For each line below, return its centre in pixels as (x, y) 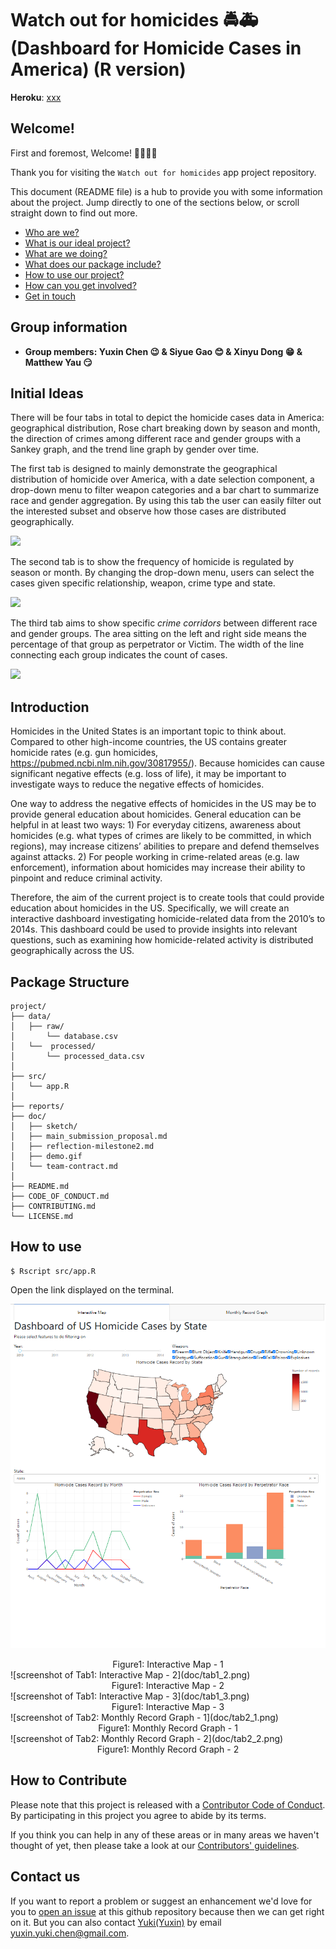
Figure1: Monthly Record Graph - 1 (168, 1728)
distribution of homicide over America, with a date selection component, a (162, 479)
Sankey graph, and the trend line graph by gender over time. (135, 449)
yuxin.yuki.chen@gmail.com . (70, 1933)
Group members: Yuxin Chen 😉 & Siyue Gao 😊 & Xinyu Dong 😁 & (163, 351)
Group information (69, 327)
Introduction (50, 707)
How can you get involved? (80, 285)
